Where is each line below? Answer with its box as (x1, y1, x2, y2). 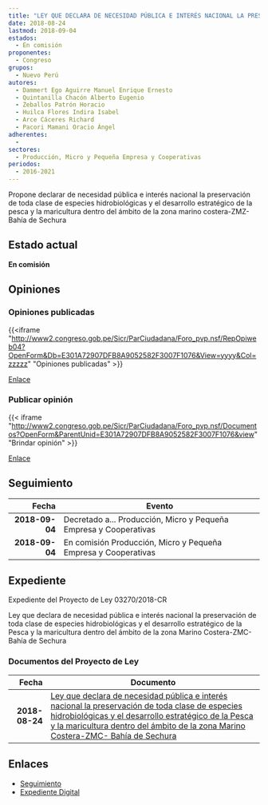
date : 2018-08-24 (8, 19, 66, 27)
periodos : (8, 161, 41, 169)
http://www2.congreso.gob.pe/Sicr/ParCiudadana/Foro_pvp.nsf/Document (11, 420, 258, 430)
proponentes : (8, 49, 52, 57)
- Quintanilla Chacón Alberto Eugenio (15, 94, 145, 102)
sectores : (8, 145, 41, 153)
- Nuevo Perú (15, 71, 59, 79)
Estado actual (8, 238, 78, 252)
